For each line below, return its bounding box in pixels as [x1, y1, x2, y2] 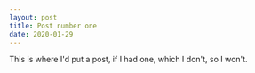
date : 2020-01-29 [9, 29, 74, 38]
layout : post [9, 12, 58, 22]
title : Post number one [9, 21, 98, 30]
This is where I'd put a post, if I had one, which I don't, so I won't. [9, 54, 248, 65]
